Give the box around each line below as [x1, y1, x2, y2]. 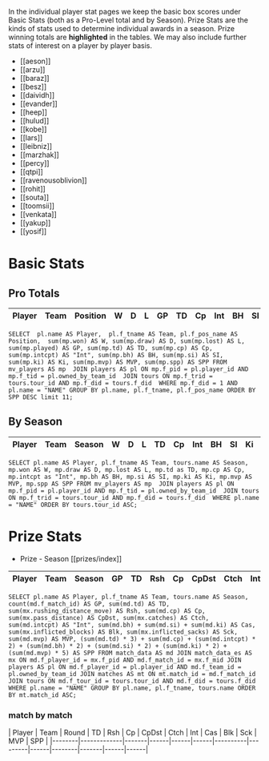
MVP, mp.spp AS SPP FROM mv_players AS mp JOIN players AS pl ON [8, 480, 235, 488]
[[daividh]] [19, 91, 54, 99]
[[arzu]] [19, 65, 46, 74]
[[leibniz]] [19, 142, 53, 151]
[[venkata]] [19, 210, 58, 219]
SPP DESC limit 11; [8, 393, 74, 401]
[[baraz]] [19, 74, 50, 83]
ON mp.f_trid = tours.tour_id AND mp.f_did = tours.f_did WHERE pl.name [8, 493, 260, 501]
